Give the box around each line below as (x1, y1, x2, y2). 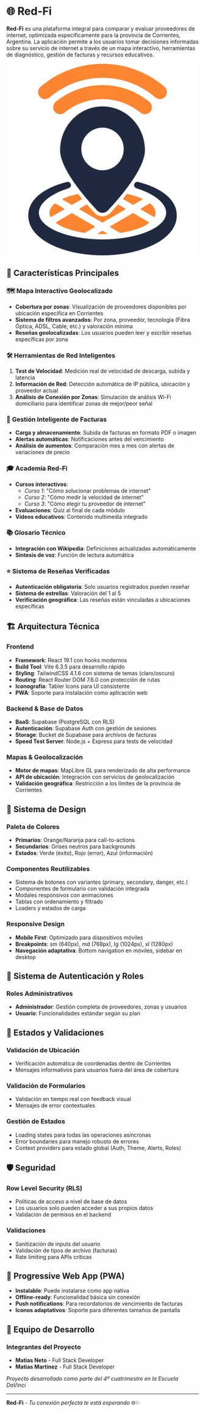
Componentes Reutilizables (6, 865, 90, 873)
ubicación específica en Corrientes (15, 309, 104, 316)
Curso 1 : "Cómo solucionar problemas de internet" (24, 487, 151, 494)
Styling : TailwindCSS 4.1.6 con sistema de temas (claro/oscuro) (15, 669, 175, 677)
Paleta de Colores (6, 822, 60, 831)
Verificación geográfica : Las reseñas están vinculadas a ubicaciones (15, 596, 191, 603)
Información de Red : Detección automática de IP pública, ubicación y (15, 380, 190, 387)
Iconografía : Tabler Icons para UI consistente (15, 682, 130, 690)
